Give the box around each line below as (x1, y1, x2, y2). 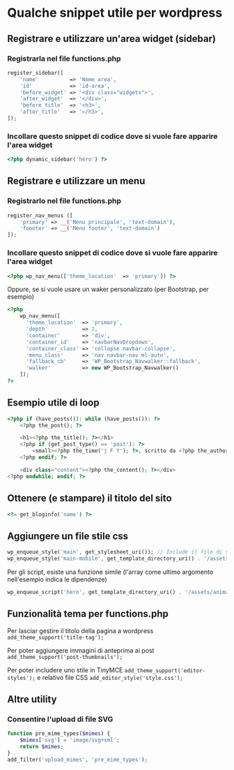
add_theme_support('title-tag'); (7, 634, 104, 641)
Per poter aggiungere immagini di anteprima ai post (7, 646, 155, 654)
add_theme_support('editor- (124, 667, 206, 674)
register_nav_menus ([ (7, 212, 73, 219)
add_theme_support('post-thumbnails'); (7, 653, 123, 660)
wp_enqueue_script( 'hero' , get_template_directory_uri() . (7, 588, 182, 595)
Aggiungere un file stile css (7, 530, 129, 542)
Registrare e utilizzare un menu (7, 175, 146, 187)
